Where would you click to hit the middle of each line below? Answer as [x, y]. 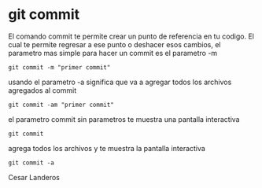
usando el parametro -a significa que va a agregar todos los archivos [120, 82]
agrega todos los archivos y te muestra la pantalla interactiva [107, 148]
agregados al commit [42, 90]
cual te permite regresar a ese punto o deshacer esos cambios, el [114, 44]
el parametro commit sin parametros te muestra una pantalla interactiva [124, 119]
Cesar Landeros [34, 177]
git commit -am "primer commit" [61, 105]
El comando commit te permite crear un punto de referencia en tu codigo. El [131, 36]
